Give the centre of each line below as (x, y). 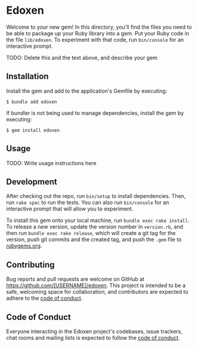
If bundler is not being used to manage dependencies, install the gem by (95, 113)
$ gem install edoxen (33, 130)
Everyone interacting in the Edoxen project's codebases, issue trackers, (95, 331)
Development (32, 182)
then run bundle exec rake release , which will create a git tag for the (91, 233)
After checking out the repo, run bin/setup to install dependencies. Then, (96, 196)
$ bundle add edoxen (32, 102)
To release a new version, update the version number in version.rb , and (95, 227)
